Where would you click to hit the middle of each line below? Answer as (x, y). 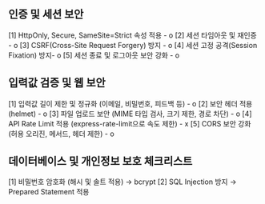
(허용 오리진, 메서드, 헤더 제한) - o (61, 134)
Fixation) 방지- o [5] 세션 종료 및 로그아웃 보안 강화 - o (94, 55)
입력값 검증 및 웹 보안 (57, 83)
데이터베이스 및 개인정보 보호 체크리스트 (100, 161)
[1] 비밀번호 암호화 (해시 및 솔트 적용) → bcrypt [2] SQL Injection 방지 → (122, 182)
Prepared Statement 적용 (49, 192)
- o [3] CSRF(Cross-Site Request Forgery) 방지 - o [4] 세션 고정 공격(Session (133, 45)
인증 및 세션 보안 (46, 14)
